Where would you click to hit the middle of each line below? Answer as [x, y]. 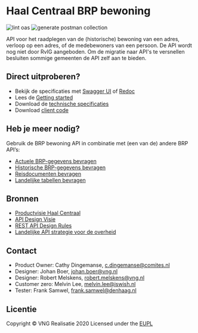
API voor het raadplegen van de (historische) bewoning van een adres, [93, 39]
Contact [21, 250]
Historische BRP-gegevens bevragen [60, 167]
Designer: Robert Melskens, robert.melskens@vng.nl [80, 278]
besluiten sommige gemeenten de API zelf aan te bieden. [76, 58]
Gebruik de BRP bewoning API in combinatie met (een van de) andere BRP [97, 143]
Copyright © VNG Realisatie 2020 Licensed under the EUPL [80, 323]
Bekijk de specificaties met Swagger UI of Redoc [75, 91]
